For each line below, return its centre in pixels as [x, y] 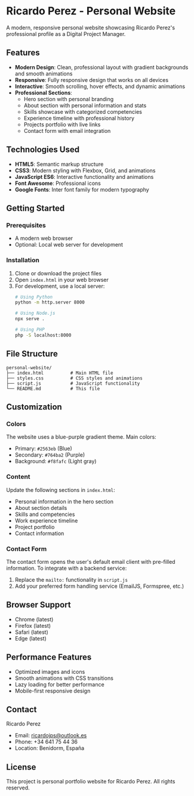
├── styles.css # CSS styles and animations [75, 378]
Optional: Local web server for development [69, 245]
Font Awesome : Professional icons [58, 183]
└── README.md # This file [53, 388]
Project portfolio [35, 527]
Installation [23, 260]
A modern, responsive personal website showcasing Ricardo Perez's [90, 28]
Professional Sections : [44, 92]
